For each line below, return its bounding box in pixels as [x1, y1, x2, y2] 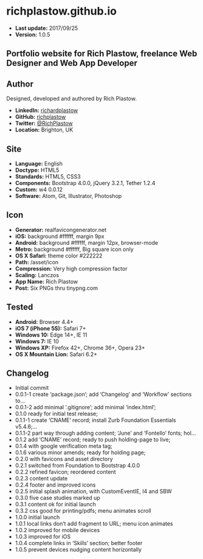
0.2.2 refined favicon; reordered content [15, 468, 116, 476]
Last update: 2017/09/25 [15, 24, 78, 32]
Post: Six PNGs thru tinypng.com [15, 284, 98, 292]
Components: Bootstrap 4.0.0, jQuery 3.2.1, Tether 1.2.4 [15, 179, 156, 186]
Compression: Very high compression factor [15, 265, 128, 272]
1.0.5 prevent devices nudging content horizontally [15, 546, 142, 554]
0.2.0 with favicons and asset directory [15, 455, 114, 463]
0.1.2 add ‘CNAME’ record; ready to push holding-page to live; [15, 436, 171, 443]
